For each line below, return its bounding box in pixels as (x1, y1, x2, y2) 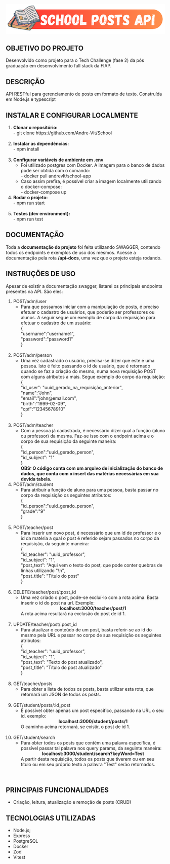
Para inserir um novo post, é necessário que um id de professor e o (20, 530, 161, 536)
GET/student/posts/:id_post (13, 702, 70, 708)
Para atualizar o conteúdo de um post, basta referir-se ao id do (20, 626, 152, 632)
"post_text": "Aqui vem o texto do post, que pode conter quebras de (20, 562, 162, 568)
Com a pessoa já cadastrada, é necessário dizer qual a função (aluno (20, 427, 165, 433)
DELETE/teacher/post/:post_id (13, 589, 76, 595)
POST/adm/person (13, 352, 52, 358)
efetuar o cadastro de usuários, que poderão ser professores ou (20, 309, 155, 315)
